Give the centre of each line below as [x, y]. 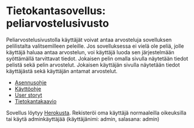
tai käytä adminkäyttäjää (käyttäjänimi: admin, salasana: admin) [83, 119]
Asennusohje [31, 82]
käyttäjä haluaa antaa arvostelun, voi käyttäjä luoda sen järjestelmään [90, 52]
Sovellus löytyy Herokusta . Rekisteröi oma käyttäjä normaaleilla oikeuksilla [96, 113]
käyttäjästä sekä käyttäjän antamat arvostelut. [62, 71]
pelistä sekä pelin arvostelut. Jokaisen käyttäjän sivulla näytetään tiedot [93, 65]
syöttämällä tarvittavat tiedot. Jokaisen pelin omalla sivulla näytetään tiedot [97, 58]
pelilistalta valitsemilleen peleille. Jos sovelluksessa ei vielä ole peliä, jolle [95, 46]
